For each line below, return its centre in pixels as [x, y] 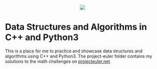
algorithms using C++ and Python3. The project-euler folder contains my [79, 56]
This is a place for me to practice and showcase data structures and [74, 51]
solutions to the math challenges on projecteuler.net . [58, 61]
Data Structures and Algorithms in [76, 27]
